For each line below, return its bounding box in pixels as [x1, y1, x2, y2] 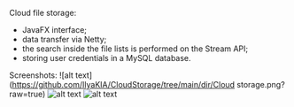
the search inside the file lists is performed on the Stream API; [21, 43, 249, 54]
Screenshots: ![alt [9, 70, 73, 80]
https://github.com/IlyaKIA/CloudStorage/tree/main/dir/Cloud [12, 80, 236, 89]
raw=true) [9, 88, 46, 99]
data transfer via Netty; [21, 34, 107, 44]
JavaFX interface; [21, 25, 87, 34]
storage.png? [236, 80, 285, 89]
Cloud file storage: [9, 8, 77, 18]
